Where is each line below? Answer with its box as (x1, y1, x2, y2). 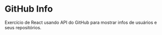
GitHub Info (4, 3, 53, 15)
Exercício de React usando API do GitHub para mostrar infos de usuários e (4, 19, 157, 25)
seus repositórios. (4, 24, 42, 30)
